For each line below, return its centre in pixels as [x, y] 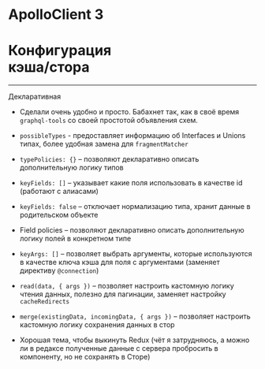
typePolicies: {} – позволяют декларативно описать [109, 159]
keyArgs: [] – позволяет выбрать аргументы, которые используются [136, 254]
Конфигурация [60, 51]
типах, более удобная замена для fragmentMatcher [104, 144]
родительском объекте [59, 215]
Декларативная [35, 97]
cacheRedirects [45, 302]
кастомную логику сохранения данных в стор [97, 325]
